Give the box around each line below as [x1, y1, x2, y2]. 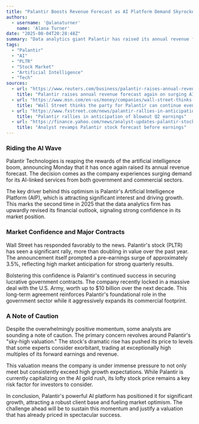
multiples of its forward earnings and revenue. [6, 350, 119, 358]
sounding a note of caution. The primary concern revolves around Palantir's [6, 331, 191, 339]
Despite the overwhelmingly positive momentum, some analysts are [6, 325, 171, 332]
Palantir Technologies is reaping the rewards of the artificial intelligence [6, 158, 181, 165]
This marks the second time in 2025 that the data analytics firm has [6, 200, 171, 208]
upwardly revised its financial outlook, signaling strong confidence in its [6, 207, 181, 214]
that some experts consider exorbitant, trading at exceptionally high [6, 344, 172, 351]
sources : [6, 81, 28, 87]
